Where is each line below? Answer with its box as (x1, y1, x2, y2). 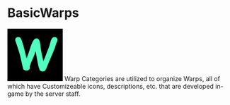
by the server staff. (25, 89, 81, 98)
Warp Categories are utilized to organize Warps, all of (64, 74, 221, 82)
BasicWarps (7, 5, 79, 21)
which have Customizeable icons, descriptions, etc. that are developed (7, 82, 214, 90)
